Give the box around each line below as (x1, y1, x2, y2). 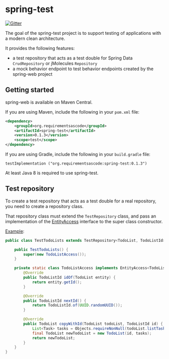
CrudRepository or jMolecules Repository (12, 60, 98, 66)
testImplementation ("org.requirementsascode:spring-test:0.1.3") (5, 161, 147, 166)
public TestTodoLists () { (14, 247, 69, 252)
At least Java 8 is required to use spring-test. (5, 170, 99, 176)
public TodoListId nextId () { (23, 298, 87, 303)
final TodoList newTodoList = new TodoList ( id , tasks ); (32, 331, 152, 336)
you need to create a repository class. (5, 203, 84, 209)
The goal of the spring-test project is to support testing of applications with (5, 30, 161, 36)
